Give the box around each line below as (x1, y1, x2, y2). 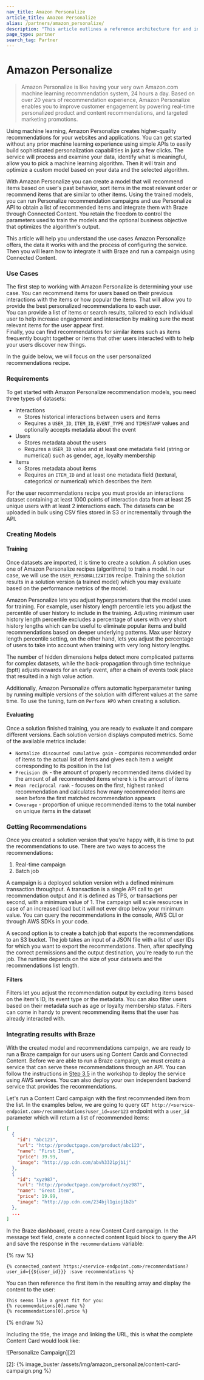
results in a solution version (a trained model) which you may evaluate (6, 578, 181, 585)
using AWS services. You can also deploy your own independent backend (6, 1076, 191, 1084)
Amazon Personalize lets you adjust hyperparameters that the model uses (6, 596, 191, 603)
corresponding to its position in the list (15, 762, 111, 769)
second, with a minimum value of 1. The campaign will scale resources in (6, 899, 189, 906)
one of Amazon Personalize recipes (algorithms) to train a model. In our (6, 565, 185, 573)
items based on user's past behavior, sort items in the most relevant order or (6, 184, 198, 191)
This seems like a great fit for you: (6, 1297, 104, 1304)
